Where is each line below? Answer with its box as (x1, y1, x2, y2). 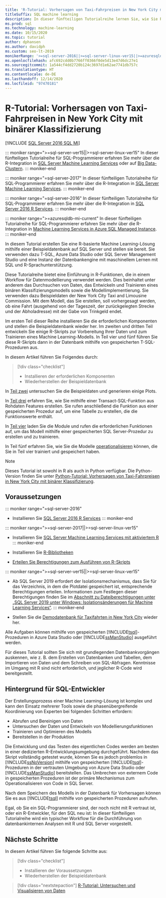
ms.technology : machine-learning (5, 26, 74, 31)
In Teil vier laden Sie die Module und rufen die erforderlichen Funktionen (5, 423, 152, 429)
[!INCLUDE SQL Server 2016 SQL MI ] (5, 140, 81, 146)
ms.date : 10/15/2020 (5, 30, 48, 35)
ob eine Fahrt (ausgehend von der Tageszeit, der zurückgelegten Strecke (5, 303, 155, 309)
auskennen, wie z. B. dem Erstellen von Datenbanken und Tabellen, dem (5, 654, 152, 660)
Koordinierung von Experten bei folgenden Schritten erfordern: (5, 708, 133, 714)
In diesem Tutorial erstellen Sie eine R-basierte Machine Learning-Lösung (5, 241, 155, 247)
